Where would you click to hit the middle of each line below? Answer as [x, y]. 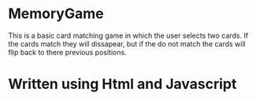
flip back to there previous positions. [68, 52]
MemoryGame [56, 14]
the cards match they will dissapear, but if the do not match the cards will [127, 43]
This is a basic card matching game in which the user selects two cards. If [128, 35]
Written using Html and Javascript [122, 84]
